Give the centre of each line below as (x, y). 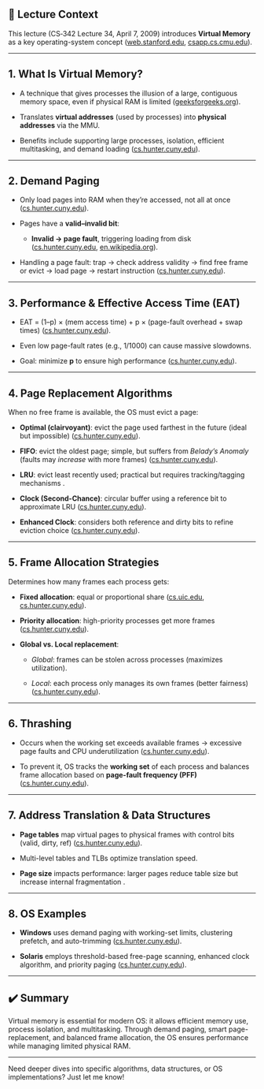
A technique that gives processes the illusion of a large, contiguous (128, 93)
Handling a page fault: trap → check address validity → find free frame (134, 263)
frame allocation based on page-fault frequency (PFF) (108, 774)
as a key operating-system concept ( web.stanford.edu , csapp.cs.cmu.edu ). (130, 42)
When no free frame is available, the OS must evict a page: (103, 412)
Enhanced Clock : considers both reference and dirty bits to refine (126, 522)
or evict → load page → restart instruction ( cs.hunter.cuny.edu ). (123, 271)
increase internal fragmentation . (72, 882)
